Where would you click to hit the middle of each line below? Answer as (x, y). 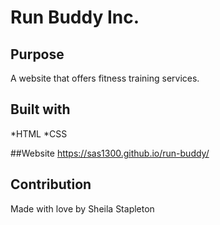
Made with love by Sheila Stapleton (82, 208)
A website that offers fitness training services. (105, 78)
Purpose (37, 54)
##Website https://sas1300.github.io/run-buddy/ (110, 153)
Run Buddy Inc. (75, 17)
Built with (40, 109)
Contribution (51, 184)
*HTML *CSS (39, 133)
